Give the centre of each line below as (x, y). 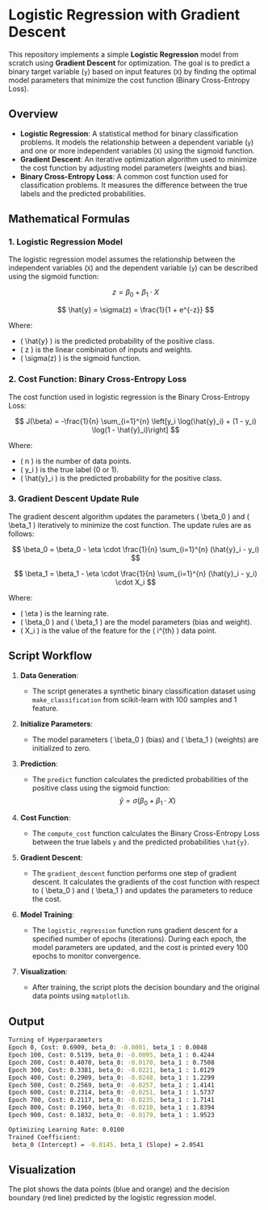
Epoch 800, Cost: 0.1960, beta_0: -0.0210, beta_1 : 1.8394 (112, 1107)
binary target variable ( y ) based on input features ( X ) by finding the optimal (132, 71)
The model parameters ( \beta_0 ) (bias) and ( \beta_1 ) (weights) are (145, 739)
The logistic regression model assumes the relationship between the (122, 259)
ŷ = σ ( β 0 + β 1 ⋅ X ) (148, 801)
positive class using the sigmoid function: (101, 788)
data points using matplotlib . (81, 996)
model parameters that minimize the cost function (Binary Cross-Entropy (129, 80)
